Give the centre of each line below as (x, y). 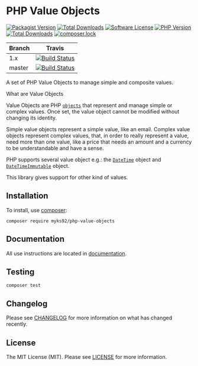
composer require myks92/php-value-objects (61, 221)
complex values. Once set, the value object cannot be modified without (93, 111)
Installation (27, 196)
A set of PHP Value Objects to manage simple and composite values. (90, 82)
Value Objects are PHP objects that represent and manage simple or (89, 105)
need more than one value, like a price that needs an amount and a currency (99, 142)
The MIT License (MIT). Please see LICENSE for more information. (87, 357)
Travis (55, 48)
